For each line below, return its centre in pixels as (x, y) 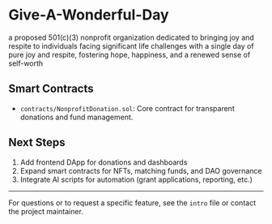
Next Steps (37, 142)
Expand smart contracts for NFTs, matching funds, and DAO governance (141, 170)
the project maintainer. (46, 211)
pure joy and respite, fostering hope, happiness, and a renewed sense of (130, 54)
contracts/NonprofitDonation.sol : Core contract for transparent (127, 108)
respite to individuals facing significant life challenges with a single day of (131, 45)
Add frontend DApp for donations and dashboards (104, 162)
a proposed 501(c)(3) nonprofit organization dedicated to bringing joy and (132, 37)
